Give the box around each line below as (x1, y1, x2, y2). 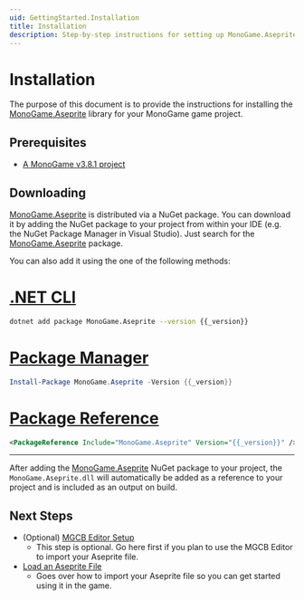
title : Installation (9, 22, 88, 31)
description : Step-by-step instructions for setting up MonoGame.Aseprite (9, 30, 298, 39)
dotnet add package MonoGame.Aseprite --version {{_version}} (9, 317, 249, 326)
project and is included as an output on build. (9, 481, 178, 493)
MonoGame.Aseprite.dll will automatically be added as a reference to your (9, 472, 283, 483)
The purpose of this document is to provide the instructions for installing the (9, 99, 293, 110)
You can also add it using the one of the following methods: (9, 255, 231, 266)
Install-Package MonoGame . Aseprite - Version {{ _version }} (9, 377, 233, 386)
